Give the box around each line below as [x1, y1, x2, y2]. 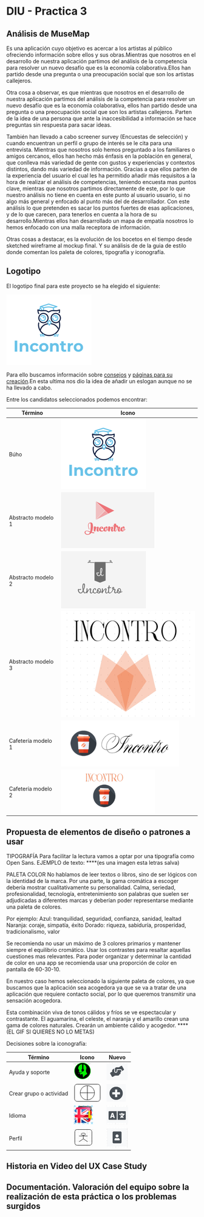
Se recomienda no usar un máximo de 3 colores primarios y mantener [6, 940, 181, 947]
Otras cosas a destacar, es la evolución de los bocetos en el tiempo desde [6, 236, 192, 243]
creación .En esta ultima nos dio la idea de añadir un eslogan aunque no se [6, 377, 192, 385]
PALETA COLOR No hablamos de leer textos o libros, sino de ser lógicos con [6, 871, 197, 878]
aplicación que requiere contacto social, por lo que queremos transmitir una [6, 990, 196, 998]
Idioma [8, 1112, 26, 1119]
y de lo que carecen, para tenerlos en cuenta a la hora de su [6, 211, 157, 218]
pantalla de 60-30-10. [6, 966, 61, 973]
